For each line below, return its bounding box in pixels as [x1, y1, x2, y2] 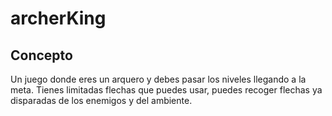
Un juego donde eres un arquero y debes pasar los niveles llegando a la [10, 73, 307, 85]
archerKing [10, 7, 107, 30]
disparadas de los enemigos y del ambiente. [10, 95, 193, 106]
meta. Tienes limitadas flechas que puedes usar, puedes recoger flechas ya [10, 84, 323, 96]
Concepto [10, 47, 73, 64]
